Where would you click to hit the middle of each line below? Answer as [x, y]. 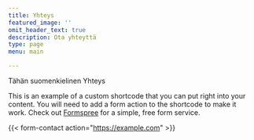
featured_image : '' [40, 23]
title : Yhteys [31, 15]
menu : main [26, 52]
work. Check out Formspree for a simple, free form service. [104, 113]
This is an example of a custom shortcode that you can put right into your [127, 96]
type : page [26, 45]
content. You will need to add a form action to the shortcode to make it [122, 104]
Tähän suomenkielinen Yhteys [57, 81]
